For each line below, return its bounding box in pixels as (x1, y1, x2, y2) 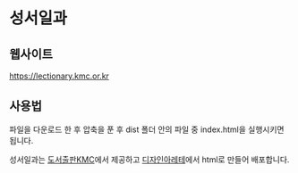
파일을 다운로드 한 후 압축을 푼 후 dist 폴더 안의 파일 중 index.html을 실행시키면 (9, 124, 285, 135)
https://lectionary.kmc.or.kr (9, 70, 110, 81)
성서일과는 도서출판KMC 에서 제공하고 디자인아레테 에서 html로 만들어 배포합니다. (9, 153, 290, 165)
